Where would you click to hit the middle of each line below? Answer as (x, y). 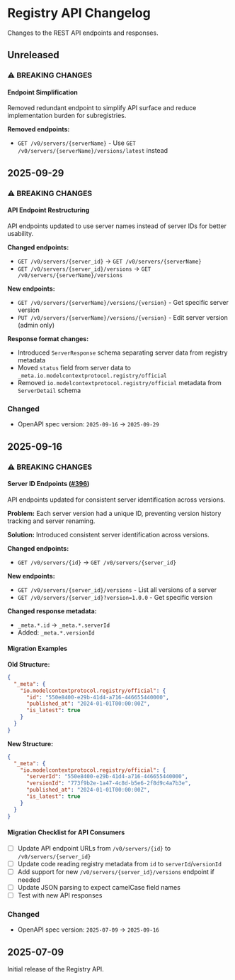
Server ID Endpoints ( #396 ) (48, 484)
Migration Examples (38, 649)
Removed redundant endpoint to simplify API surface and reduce (102, 108)
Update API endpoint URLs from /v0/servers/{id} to (94, 848)
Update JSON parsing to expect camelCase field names (99, 887)
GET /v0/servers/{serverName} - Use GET (76, 143)
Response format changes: (48, 338)
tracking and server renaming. (51, 521)
